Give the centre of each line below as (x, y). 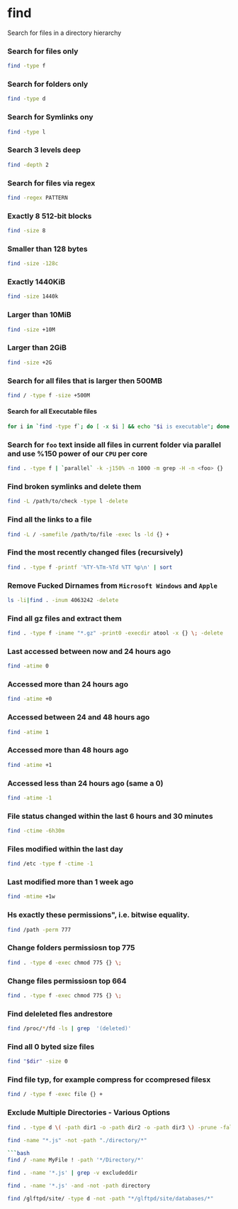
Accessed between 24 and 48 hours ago (79, 717)
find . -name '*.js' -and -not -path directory (79, 1186)
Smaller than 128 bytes (47, 249)
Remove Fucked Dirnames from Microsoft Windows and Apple (113, 586)
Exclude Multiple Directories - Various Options (89, 1112)
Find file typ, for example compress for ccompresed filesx (109, 1080)
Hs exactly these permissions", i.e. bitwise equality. (98, 915)
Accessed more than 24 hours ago (68, 684)
